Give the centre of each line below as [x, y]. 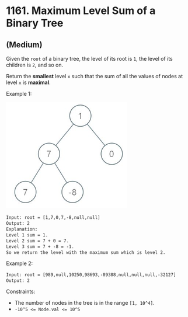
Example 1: [19, 94]
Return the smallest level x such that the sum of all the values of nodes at [95, 76]
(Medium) [24, 45]
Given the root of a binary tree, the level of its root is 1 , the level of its [90, 59]
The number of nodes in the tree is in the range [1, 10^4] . [84, 303]
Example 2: [20, 263]
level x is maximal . [28, 82]
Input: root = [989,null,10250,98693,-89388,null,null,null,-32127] [91, 275]
